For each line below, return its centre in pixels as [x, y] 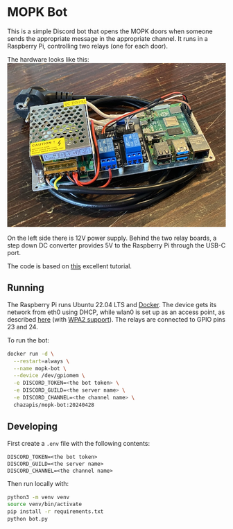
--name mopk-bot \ [40, 368]
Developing [32, 427]
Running [26, 288]
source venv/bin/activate [44, 504]
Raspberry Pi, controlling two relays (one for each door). [88, 46]
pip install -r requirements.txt [55, 512]
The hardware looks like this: [48, 59]
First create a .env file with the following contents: [79, 443]
